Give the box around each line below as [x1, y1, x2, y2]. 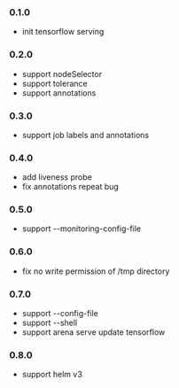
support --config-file [21, 308, 99, 319]
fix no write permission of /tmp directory [21, 266, 170, 276]
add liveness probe [21, 172, 93, 182]
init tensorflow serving [21, 27, 105, 37]
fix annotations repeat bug [21, 182, 120, 192]
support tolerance [21, 78, 88, 89]
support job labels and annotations [21, 129, 149, 140]
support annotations [21, 87, 97, 98]
